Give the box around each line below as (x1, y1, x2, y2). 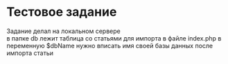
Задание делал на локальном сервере (6, 27, 121, 35)
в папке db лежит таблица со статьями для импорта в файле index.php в (6, 34, 222, 42)
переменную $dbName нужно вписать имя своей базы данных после (6, 41, 213, 50)
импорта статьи (6, 49, 53, 57)
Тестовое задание (6, 4, 117, 20)
